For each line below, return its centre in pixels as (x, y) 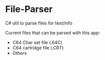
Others (20, 53)
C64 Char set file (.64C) (37, 42)
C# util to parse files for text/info (39, 23)
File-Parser (29, 9)
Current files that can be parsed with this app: (53, 32)
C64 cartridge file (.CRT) (38, 47)
